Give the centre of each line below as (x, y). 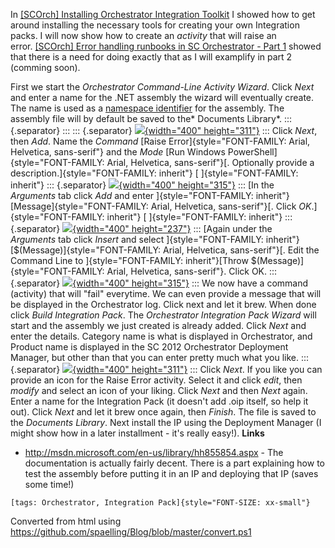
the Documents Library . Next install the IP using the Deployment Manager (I (166, 422)
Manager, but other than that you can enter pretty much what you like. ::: (160, 357)
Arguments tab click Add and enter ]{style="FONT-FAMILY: (132, 195)
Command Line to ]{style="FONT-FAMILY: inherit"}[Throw (129, 260)
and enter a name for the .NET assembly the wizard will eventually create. (162, 97)
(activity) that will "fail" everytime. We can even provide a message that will (166, 293)
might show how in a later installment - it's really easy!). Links (137, 433)
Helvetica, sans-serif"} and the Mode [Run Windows (118, 152)
